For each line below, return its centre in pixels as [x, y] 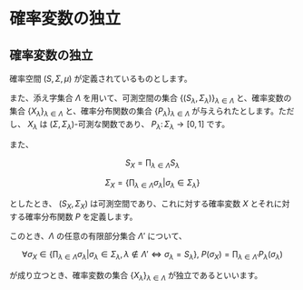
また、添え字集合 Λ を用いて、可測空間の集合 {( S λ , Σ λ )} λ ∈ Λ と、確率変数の [151, 99]
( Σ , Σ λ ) [62, 125]
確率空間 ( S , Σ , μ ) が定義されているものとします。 [101, 79]
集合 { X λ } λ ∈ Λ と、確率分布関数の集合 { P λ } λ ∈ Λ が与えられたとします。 [144, 112]
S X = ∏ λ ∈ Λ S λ [152, 164]
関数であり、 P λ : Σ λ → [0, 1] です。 [165, 125]
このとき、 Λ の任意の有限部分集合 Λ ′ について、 [98, 235]
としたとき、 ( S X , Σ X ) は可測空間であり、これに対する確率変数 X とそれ [142, 204]
